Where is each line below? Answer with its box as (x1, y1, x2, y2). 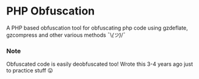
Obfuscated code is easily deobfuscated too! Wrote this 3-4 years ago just (6, 60, 193, 68)
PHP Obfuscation (6, 4, 95, 18)
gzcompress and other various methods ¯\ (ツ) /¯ (6, 31, 126, 39)
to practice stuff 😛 (6, 67, 53, 74)
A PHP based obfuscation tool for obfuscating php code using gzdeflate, (6, 24, 188, 31)
